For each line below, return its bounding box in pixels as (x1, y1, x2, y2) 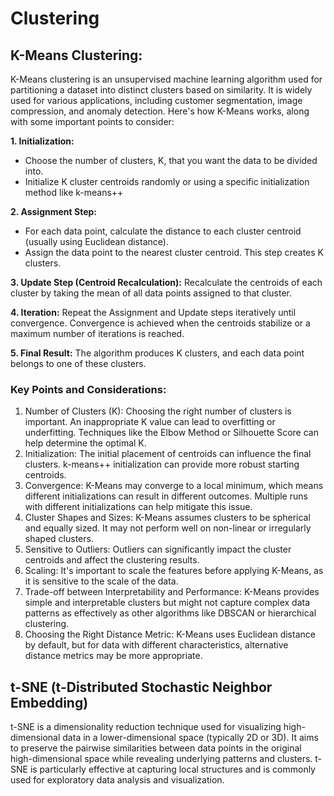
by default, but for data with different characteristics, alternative (24, 639, 289, 651)
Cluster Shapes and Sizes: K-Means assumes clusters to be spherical (24, 512, 311, 524)
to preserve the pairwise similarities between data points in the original (10, 742, 302, 754)
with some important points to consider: (10, 116, 175, 127)
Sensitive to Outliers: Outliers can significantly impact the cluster (24, 543, 292, 556)
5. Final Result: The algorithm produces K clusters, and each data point (10, 347, 305, 359)
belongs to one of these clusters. (10, 358, 147, 369)
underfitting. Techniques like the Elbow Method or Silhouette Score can (24, 427, 319, 439)
